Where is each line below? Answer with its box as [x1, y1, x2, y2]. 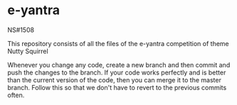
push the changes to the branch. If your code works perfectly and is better [7, 68, 226, 77]
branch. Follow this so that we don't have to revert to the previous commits [7, 83, 227, 92]
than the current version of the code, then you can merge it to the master [7, 75, 222, 84]
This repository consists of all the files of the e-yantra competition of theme [7, 39, 229, 48]
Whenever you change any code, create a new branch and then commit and [7, 60, 231, 69]
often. [7, 91, 25, 99]
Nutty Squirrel [7, 47, 48, 55]
